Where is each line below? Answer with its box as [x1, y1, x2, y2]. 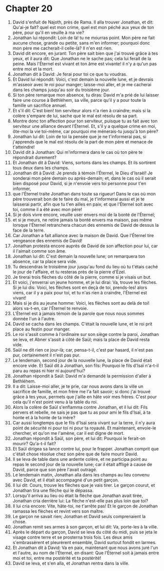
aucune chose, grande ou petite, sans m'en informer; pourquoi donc [12, 40, 150, 46]
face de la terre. [12, 227, 45, 233]
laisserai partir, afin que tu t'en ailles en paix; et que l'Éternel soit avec [12, 201, 153, 207]
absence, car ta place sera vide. [12, 258, 78, 264]
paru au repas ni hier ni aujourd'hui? [12, 368, 85, 374]
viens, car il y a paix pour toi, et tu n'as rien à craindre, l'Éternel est [12, 289, 147, 295]
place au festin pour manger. [12, 326, 71, 332]
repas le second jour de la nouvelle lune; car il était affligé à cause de [12, 461, 153, 467]
